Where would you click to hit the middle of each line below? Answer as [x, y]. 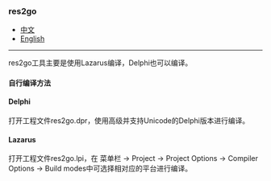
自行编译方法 [29, 83]
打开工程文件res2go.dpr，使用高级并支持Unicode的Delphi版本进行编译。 [129, 121]
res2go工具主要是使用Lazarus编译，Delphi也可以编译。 [100, 63]
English [32, 39]
